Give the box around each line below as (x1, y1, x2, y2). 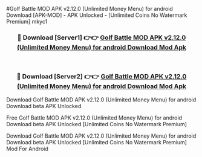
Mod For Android (6, 145, 48, 152)
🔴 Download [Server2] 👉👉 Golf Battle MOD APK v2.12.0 (16, 72, 187, 81)
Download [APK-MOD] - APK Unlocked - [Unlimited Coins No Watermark (6, 11, 187, 19)
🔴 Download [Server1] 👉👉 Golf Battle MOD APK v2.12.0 (17, 33, 186, 42)
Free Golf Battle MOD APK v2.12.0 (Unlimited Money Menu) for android (6, 114, 183, 121)
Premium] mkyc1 (6, 18, 48, 25)
